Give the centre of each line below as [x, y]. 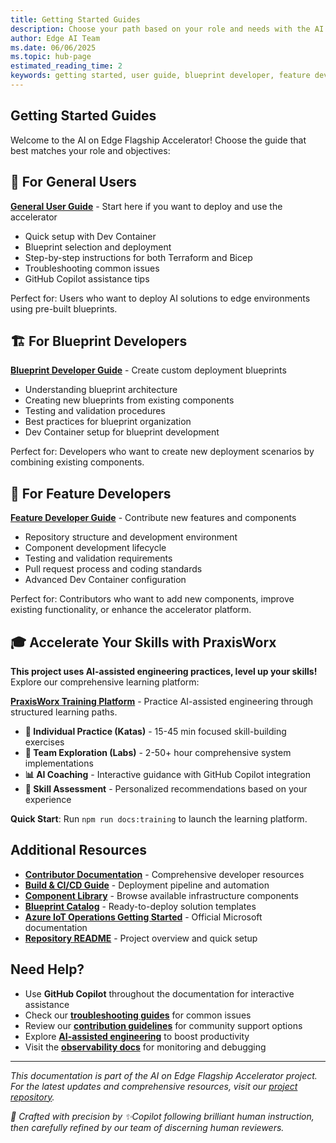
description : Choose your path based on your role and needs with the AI [167, 29]
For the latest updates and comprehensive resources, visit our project [154, 1086]
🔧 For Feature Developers [91, 493]
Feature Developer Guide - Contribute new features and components [153, 518]
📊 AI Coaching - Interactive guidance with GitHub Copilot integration [167, 774]
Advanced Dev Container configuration [105, 580]
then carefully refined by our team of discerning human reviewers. [147, 1127]
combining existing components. [77, 462]
